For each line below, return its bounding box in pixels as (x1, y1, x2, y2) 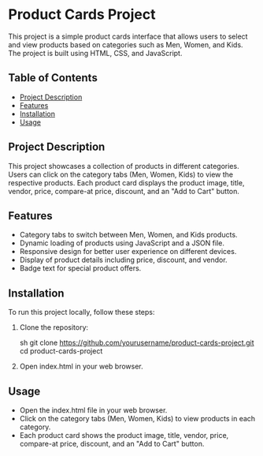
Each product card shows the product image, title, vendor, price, (19, 431, 229, 439)
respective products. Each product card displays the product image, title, (8, 178, 245, 187)
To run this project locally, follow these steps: (8, 308, 155, 317)
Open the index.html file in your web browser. (19, 406, 168, 415)
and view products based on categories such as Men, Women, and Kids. (8, 39, 243, 49)
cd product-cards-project (19, 346, 103, 356)
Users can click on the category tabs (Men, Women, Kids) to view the (8, 170, 234, 179)
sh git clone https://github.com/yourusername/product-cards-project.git (19, 338, 254, 348)
